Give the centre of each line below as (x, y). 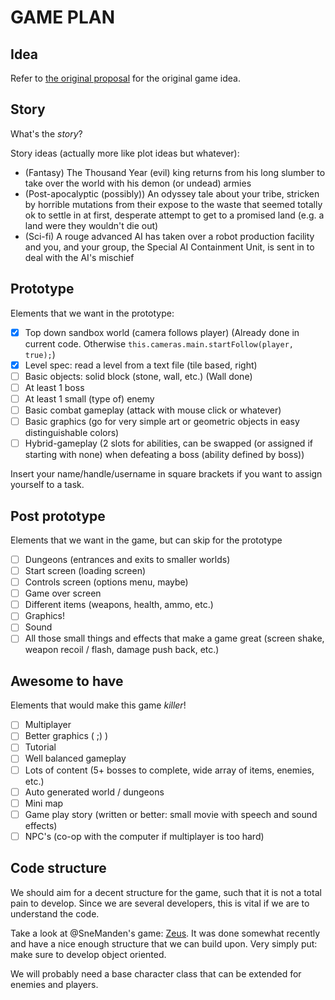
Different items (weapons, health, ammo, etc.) (119, 605)
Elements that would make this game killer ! (98, 705)
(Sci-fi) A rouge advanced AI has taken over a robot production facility (169, 236)
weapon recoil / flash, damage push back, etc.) (122, 650)
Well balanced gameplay (75, 758)
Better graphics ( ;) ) (66, 736)
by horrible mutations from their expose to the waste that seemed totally (173, 204)
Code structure (58, 868)
